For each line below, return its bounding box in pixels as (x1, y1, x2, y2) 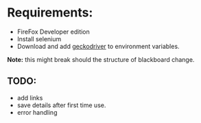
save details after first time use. (16, 101, 106, 109)
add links (16, 93, 43, 102)
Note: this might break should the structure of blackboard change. (7, 55, 195, 63)
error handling (16, 108, 58, 116)
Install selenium (16, 34, 62, 43)
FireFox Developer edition (16, 27, 91, 36)
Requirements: (7, 5, 93, 21)
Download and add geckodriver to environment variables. (16, 42, 180, 50)
